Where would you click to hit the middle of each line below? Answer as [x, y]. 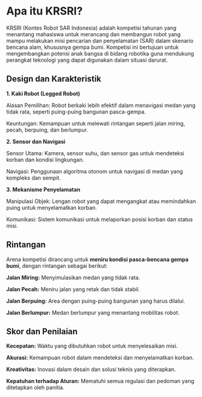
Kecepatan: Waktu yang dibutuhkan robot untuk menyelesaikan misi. [92, 346]
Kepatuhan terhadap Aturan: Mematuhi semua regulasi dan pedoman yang [100, 381]
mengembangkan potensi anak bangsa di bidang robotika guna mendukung [100, 53]
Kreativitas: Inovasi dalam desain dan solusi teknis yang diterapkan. [91, 369]
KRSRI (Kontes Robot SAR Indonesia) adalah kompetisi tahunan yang [91, 28]
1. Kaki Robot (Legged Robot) [43, 93]
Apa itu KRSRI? [45, 11]
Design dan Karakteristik [54, 79]
